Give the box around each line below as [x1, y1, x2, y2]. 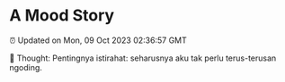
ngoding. [9, 61, 43, 72]
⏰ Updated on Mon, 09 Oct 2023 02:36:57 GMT [9, 35, 187, 45]
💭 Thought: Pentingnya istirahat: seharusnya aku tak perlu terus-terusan [9, 53, 277, 63]
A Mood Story [9, 5, 115, 26]
